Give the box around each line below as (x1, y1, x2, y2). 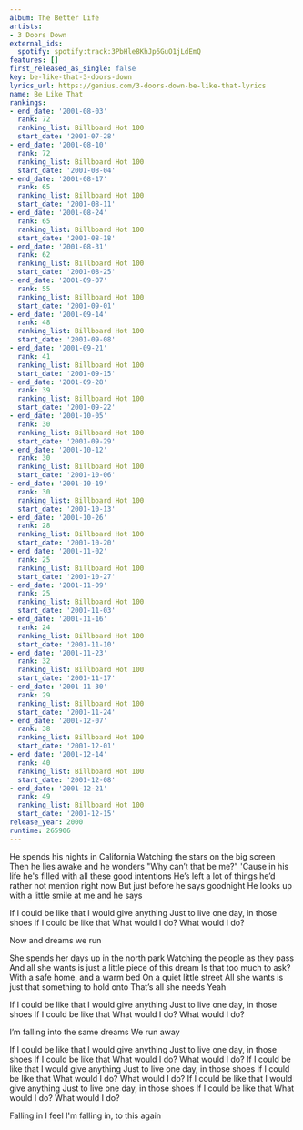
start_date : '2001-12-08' (17, 775, 116, 784)
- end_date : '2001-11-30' (9, 682, 107, 691)
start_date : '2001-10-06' (17, 471, 116, 480)
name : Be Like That (9, 89, 84, 98)
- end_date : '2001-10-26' (9, 513, 107, 522)
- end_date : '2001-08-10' (9, 140, 107, 149)
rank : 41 (17, 351, 51, 361)
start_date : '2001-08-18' (17, 233, 116, 242)
